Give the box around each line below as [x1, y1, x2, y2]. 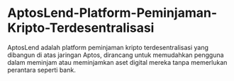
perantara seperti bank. [7, 66, 76, 74]
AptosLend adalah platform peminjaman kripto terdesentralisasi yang [7, 43, 209, 51]
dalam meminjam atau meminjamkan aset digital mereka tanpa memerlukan [7, 58, 228, 66]
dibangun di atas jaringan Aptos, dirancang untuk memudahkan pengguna [7, 51, 225, 59]
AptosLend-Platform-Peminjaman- [7, 5, 218, 21]
